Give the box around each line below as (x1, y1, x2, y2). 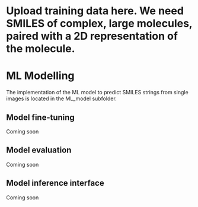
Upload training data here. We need (6, 4, 184, 18)
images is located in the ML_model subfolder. (6, 95, 117, 102)
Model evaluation (6, 145, 72, 155)
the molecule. (6, 42, 75, 56)
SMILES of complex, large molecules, (6, 17, 193, 30)
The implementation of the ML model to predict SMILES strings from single (6, 89, 189, 96)
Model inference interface (6, 178, 105, 188)
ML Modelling (6, 69, 75, 82)
